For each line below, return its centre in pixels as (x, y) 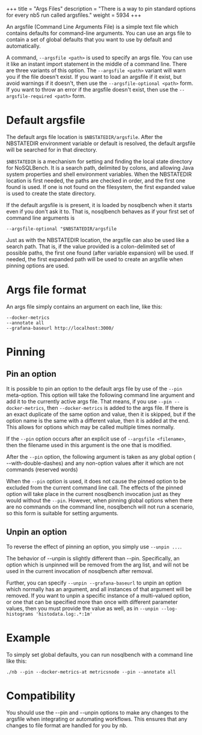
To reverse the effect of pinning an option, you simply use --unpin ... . (94, 547)
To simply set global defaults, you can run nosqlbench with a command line (100, 654)
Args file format (46, 290)
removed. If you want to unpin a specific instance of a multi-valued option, (98, 595)
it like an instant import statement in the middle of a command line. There (97, 64)
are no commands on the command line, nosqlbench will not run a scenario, (100, 507)
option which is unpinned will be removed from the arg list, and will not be (98, 565)
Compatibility (41, 696)
